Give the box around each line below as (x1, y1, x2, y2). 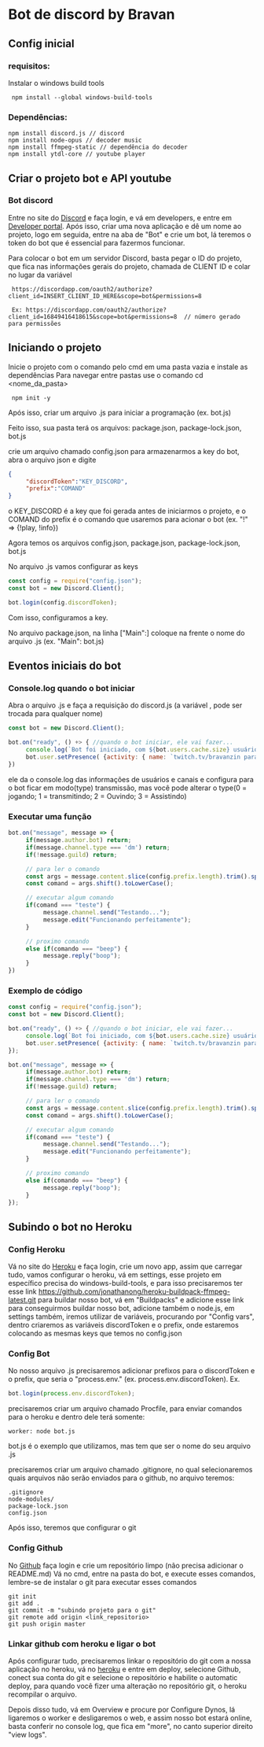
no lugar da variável (8, 270, 72, 279)
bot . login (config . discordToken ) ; (8, 598, 118, 607)
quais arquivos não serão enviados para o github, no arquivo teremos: (8, 1473, 235, 1483)
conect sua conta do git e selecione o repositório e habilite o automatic (8, 1672, 238, 1682)
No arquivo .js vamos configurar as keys (8, 562, 139, 571)
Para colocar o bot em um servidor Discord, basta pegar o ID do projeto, (8, 253, 242, 263)
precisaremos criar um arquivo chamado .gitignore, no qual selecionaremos (8, 1465, 253, 1475)
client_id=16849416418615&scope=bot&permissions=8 (8, 312, 178, 320)
